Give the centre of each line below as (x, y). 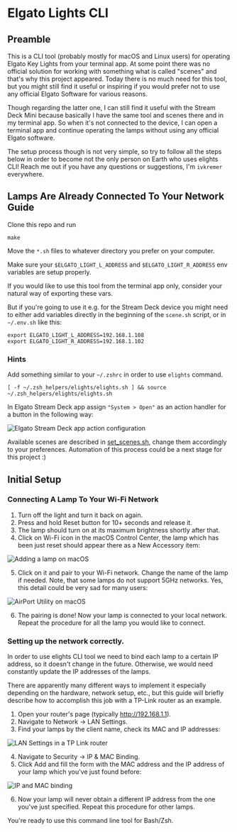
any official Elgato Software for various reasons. (77, 94)
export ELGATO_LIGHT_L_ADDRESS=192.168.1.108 (76, 335)
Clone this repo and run (42, 224)
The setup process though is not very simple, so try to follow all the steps (115, 151)
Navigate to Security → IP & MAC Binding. (79, 757)
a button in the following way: (50, 415)
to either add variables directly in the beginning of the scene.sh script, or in (117, 314)
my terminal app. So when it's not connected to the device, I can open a (112, 123)
